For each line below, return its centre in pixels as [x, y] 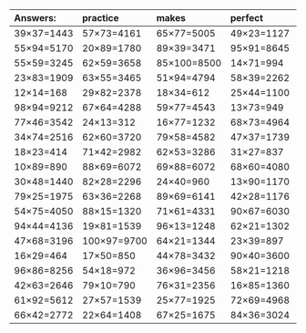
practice [100, 18]
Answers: [35, 18]
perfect [247, 18]
